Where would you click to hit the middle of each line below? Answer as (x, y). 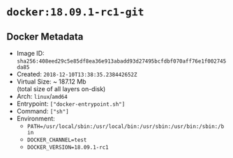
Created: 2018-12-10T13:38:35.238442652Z (77, 74)
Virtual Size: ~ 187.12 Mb (51, 81)
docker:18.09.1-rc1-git (75, 12)
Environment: (36, 118)
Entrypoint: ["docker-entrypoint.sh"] (71, 104)
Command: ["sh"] (43, 111)
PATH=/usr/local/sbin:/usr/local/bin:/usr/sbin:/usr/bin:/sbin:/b (126, 127)
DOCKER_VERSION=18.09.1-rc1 (68, 148)
